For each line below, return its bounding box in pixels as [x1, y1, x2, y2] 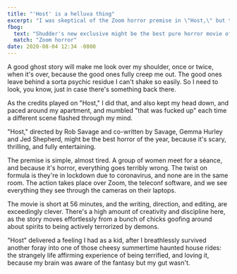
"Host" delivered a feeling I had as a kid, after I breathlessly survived [7, 236, 207, 244]
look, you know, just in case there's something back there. [7, 85, 176, 93]
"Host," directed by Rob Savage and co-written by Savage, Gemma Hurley [7, 128, 224, 136]
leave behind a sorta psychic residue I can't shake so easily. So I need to [7, 78, 219, 85]
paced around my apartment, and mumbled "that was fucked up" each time [7, 107, 227, 114]
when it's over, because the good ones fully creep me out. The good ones [7, 70, 222, 78]
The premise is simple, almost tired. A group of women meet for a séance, [7, 156, 223, 165]
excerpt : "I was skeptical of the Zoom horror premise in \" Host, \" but [7, 17, 226, 24]
